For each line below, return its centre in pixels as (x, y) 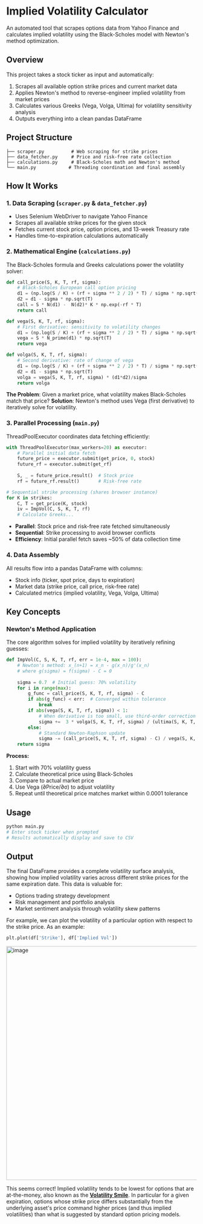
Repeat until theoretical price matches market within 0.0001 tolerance (101, 794)
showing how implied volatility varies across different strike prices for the (97, 878)
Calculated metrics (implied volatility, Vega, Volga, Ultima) (87, 593)
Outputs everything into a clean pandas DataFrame (78, 118)
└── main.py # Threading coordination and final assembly (96, 167)
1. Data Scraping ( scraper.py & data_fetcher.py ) (77, 203)
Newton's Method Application (51, 629)
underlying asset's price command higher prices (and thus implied (89, 1208)
